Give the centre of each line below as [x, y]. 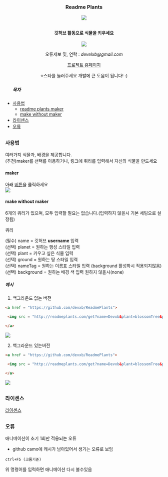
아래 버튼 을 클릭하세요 [27, 185]
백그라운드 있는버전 [31, 345]
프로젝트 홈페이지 [84, 65]
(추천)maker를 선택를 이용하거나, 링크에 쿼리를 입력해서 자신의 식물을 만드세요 [81, 161]
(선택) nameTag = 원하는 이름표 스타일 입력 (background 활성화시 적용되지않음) [83, 266]
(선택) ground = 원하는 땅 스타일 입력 [41, 260]
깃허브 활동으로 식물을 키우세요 [84, 33]
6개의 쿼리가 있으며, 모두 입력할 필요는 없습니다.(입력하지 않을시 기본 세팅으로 [81, 213]
